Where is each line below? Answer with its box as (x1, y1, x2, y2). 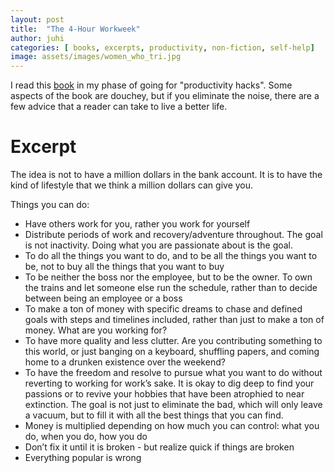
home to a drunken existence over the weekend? (24, 356, 226, 368)
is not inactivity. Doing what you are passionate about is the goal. (24, 239, 294, 251)
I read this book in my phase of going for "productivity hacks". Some (10, 79, 293, 91)
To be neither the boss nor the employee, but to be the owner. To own (24, 271, 313, 283)
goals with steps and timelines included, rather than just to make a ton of (24, 314, 325, 326)
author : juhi (10, 33, 65, 43)
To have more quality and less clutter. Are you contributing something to (24, 335, 323, 347)
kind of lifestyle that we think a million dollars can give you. (10, 179, 254, 191)
